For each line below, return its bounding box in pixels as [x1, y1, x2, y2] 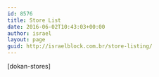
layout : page [7, 36, 46, 43]
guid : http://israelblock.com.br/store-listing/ [7, 43, 153, 50]
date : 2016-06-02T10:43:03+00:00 [7, 23, 106, 30]
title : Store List [7, 17, 61, 24]
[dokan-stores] [7, 62, 51, 70]
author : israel [7, 29, 52, 37]
